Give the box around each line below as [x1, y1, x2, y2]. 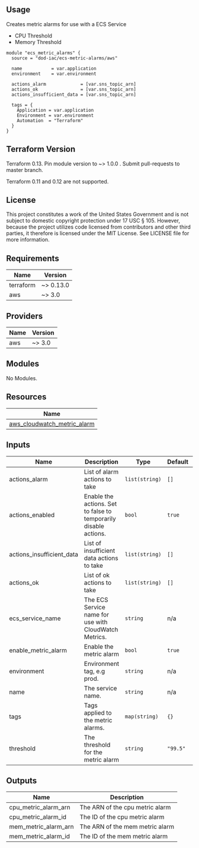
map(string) [124, 713, 159, 719]
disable [84, 522, 105, 530]
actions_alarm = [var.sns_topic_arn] [11, 81, 136, 87]
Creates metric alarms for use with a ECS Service [6, 20, 127, 27]
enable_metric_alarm [9, 646, 67, 654]
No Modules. [6, 374, 37, 381]
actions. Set [84, 499, 117, 508]
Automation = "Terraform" [17, 117, 84, 124]
